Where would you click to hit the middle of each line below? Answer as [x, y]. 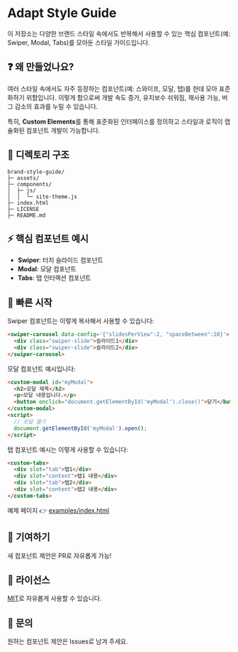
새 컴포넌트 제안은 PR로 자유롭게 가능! [59, 555]
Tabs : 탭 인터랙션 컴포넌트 [54, 278]
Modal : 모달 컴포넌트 [47, 269]
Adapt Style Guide [62, 13]
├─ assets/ [23, 178]
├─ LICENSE [23, 209]
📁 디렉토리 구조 [38, 155]
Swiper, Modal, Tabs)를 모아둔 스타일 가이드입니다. [79, 42]
